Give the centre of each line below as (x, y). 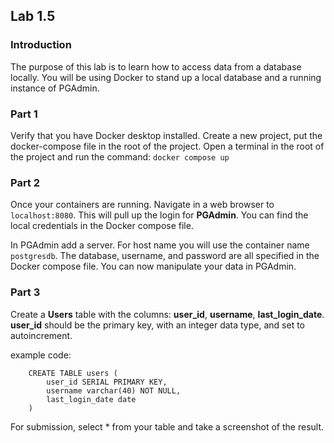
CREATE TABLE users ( (73, 373)
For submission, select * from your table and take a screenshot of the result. (167, 426)
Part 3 (25, 292)
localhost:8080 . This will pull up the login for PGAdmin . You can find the (159, 215)
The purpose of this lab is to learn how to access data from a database (156, 66)
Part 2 (25, 182)
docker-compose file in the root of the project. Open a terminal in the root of (167, 146)
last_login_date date (91, 399)
